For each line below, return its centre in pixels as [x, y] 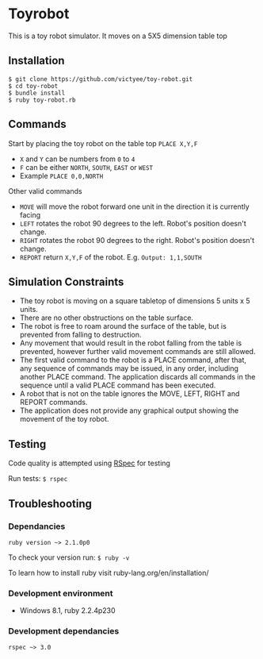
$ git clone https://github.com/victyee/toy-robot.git [101, 79]
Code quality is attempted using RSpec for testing [89, 463]
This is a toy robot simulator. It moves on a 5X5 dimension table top [118, 36]
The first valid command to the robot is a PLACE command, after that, [133, 360]
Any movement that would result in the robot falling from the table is [131, 343]
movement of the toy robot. [64, 419]
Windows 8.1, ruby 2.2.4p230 [68, 611]
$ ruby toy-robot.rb [42, 100]
